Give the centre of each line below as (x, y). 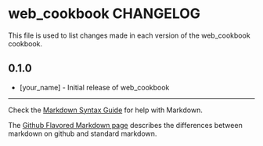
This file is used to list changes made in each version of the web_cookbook (129, 35)
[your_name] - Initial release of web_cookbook (94, 87)
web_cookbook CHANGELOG (104, 14)
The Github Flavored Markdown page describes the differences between (125, 125)
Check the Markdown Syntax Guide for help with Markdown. (106, 110)
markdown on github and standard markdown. (83, 133)
